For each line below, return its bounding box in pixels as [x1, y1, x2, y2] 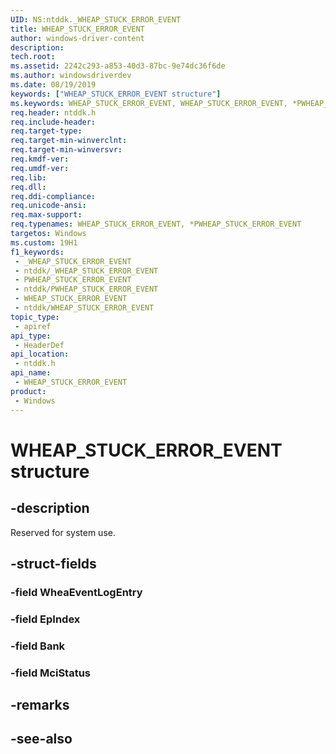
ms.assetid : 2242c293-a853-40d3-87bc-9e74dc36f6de [10, 61, 226, 71]
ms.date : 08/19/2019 [10, 80, 97, 90]
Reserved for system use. [10, 526, 116, 538]
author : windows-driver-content [10, 33, 145, 43]
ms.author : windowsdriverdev [10, 71, 132, 81]
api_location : [10, 349, 70, 360]
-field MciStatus [10, 666, 92, 680]
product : [10, 386, 47, 396]
